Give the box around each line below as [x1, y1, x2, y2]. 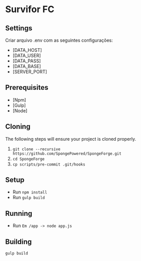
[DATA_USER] [12, 52, 41, 58]
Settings [5, 24, 33, 32]
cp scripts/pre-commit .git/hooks [12, 161, 85, 167]
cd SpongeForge [12, 156, 45, 161]
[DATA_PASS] [12, 58, 41, 64]
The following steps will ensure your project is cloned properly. [5, 136, 136, 142]
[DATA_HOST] [12, 47, 42, 53]
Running [5, 209, 33, 218]
